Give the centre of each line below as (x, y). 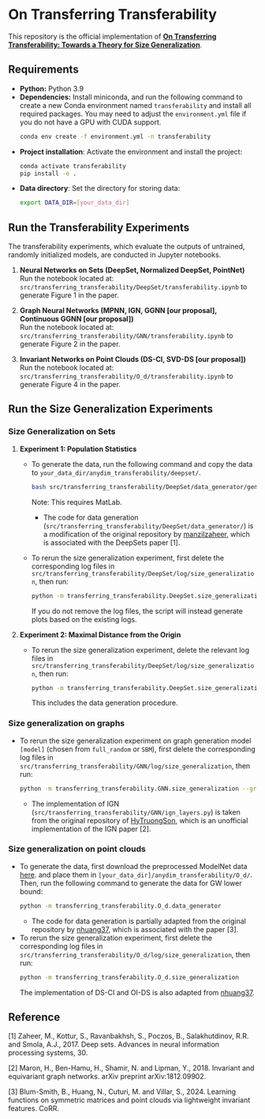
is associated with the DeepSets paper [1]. (112, 543)
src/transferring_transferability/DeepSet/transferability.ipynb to (133, 287)
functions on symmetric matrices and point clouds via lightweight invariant (129, 1100)
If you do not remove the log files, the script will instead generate (137, 611)
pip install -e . (48, 173)
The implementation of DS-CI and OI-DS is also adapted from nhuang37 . (137, 992)
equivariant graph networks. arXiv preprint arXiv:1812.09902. (107, 1076)
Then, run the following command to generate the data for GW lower (131, 883)
